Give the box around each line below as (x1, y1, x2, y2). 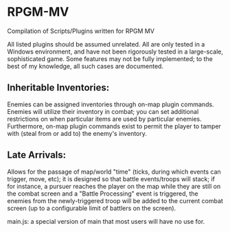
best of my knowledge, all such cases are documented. (7, 62, 163, 70)
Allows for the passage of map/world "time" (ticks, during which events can (7, 167, 221, 176)
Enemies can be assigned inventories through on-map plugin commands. (7, 100, 214, 108)
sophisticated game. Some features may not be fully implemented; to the (7, 54, 213, 62)
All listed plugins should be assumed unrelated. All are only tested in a (7, 40, 205, 48)
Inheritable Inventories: (7, 82, 110, 93)
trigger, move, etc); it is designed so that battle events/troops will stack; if (7, 174, 215, 183)
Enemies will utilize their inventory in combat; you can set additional (7, 107, 199, 115)
